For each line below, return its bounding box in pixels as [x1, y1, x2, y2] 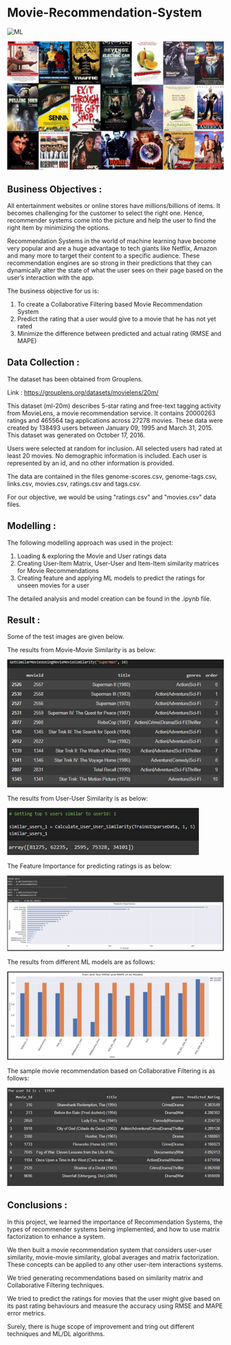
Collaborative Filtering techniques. [7, 1281, 104, 1289]
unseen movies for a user [16, 581, 89, 590]
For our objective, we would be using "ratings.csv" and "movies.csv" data [7, 492, 217, 501]
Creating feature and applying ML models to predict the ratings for [16, 574, 206, 582]
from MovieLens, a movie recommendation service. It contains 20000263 [7, 408, 216, 417]
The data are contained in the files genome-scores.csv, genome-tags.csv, [7, 472, 217, 480]
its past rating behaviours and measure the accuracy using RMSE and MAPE [7, 1302, 223, 1310]
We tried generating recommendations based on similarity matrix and [7, 1273, 203, 1282]
